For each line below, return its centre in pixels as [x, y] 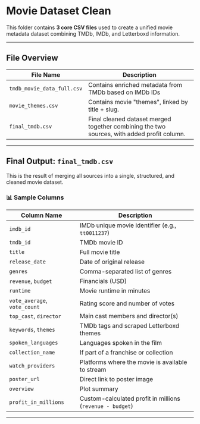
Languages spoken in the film [121, 343]
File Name [46, 74]
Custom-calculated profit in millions [130, 398]
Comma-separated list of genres [126, 271]
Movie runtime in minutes [115, 291]
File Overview [32, 58]
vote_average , [28, 300]
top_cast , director [35, 316]
